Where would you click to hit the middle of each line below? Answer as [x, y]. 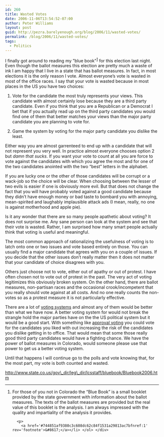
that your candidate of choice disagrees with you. [55, 262]
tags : [10, 41]
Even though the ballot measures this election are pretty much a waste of [79, 66]
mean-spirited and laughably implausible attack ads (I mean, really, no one [80, 202]
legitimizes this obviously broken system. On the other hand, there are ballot [82, 282]
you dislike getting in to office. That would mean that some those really [76, 333]
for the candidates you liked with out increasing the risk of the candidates [79, 328]
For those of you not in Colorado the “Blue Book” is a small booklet [79, 392]
